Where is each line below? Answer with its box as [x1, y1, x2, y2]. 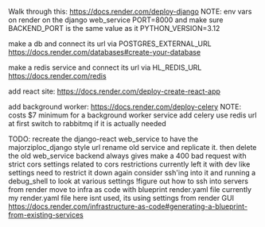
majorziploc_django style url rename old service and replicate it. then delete [8, 143, 257, 152]
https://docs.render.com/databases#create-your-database [8, 48, 201, 56]
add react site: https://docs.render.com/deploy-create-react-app [8, 87, 221, 96]
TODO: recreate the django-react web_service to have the [8, 134, 199, 144]
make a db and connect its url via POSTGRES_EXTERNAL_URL [8, 39, 212, 48]
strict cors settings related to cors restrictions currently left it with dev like [8, 160, 251, 169]
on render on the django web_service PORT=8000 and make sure [8, 15, 224, 25]
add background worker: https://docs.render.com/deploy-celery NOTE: [8, 102, 241, 111]
